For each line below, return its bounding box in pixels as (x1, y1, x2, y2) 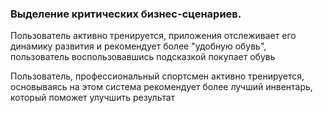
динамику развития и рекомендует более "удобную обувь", (10, 40, 267, 52)
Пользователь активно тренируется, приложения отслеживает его (10, 30, 297, 42)
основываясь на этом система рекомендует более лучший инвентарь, (10, 81, 313, 93)
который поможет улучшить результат (10, 92, 176, 104)
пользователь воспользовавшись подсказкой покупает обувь (10, 51, 276, 63)
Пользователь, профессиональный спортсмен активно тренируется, (10, 70, 305, 82)
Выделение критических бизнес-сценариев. (10, 7, 242, 21)
